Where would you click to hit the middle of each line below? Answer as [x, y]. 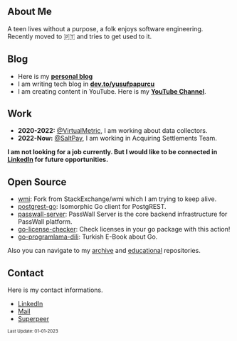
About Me [30, 12]
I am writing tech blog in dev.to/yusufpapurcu [86, 84]
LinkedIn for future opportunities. [58, 160]
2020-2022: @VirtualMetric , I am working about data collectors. [112, 131]
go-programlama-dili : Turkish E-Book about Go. [88, 237]
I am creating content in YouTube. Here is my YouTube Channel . [112, 91]
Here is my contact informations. [55, 290]
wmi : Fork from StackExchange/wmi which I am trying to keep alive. [117, 199]
